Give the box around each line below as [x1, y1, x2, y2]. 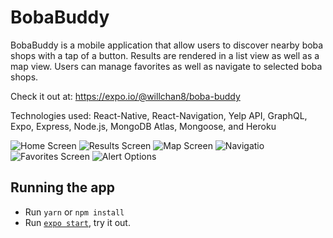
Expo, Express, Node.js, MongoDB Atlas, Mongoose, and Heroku [10, 120, 277, 132]
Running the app [10, 179, 115, 196]
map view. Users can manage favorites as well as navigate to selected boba [10, 60, 323, 72]
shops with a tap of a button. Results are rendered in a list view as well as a [10, 49, 320, 61]
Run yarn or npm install [24, 206, 125, 218]
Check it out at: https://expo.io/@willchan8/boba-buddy [10, 90, 241, 102]
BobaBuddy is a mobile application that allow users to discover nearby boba [10, 39, 324, 51]
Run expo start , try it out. [24, 216, 131, 228]
